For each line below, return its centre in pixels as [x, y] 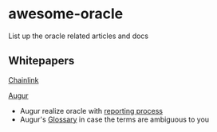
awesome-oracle [66, 14]
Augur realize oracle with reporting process [91, 111]
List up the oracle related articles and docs [79, 36]
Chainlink [24, 80]
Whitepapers [41, 61]
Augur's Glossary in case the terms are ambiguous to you [114, 119]
